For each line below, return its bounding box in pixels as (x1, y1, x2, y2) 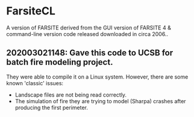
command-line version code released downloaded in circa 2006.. (6, 30, 169, 37)
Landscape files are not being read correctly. (14, 91, 127, 98)
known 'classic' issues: (6, 79, 64, 86)
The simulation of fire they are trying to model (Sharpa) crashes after (14, 97, 186, 104)
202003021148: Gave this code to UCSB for (6, 48, 174, 58)
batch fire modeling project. (6, 57, 113, 67)
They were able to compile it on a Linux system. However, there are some (6, 73, 189, 80)
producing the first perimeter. (14, 104, 89, 111)
